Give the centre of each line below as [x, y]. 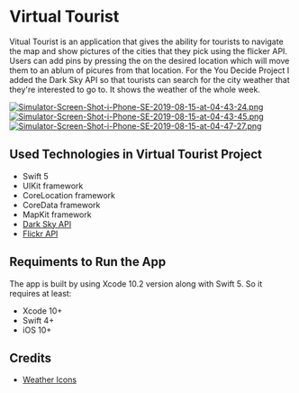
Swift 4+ [38, 320]
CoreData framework [61, 205]
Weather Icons [50, 379]
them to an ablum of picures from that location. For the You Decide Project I [149, 70]
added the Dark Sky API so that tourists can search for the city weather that [149, 79]
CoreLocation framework [68, 195]
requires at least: [41, 293]
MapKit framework [57, 215]
